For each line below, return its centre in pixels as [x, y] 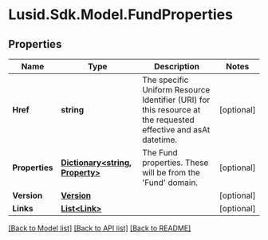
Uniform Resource [176, 90]
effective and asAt [176, 130]
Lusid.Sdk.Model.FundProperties [121, 15]
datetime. [160, 140]
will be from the [171, 173]
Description [177, 67]
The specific [166, 80]
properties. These [175, 163]
